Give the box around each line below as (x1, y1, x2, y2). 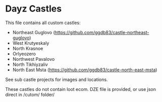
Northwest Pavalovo (12, 56, 55, 62)
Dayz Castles (5, 3, 62, 15)
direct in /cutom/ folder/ (5, 91, 55, 97)
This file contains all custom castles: (5, 20, 81, 26)
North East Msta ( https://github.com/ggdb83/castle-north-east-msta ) (12, 66, 157, 73)
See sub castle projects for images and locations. (5, 76, 108, 82)
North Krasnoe (12, 45, 43, 51)
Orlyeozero (12, 51, 36, 57)
